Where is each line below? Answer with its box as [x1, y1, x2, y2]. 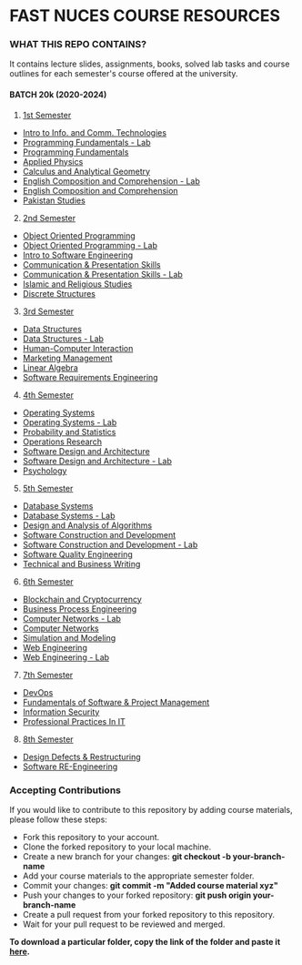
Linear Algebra [22, 361, 79, 373]
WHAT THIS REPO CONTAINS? [9, 38, 147, 51]
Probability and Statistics [22, 426, 116, 437]
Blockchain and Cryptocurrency [22, 594, 143, 604]
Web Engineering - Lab [22, 652, 110, 663]
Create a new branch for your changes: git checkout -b [22, 850, 232, 861]
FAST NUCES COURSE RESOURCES [9, 5, 280, 26]
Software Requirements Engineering [22, 371, 158, 382]
